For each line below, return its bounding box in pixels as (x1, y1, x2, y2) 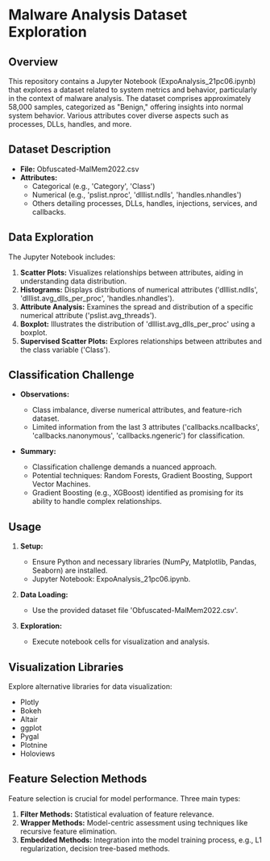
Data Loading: (19, 590, 69, 599)
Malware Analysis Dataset (8, 6, 188, 24)
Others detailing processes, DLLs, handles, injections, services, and (31, 198, 258, 208)
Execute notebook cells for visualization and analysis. (31, 636, 210, 647)
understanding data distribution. (19, 276, 127, 286)
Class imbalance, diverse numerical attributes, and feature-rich (31, 405, 243, 415)
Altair (19, 715, 39, 724)
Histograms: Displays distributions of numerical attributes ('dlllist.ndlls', (19, 284, 258, 294)
